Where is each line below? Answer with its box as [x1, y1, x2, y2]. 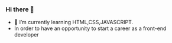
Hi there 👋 [5, 5, 35, 14]
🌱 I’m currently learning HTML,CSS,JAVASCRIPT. [14, 19, 134, 26]
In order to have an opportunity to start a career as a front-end [14, 25, 167, 32]
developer [14, 31, 39, 38]
